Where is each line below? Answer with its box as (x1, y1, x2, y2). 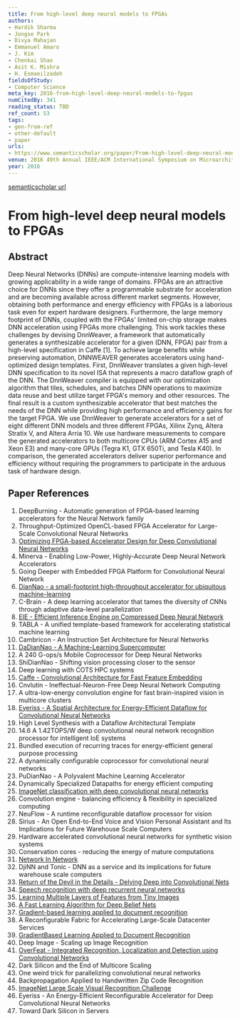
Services (18, 923, 45, 931)
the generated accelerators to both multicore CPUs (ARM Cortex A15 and (8, 436, 222, 445)
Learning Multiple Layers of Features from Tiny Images (18, 893, 180, 901)
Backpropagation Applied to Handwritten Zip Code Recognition (18, 976, 204, 985)
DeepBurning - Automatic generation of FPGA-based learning (18, 506, 199, 515)
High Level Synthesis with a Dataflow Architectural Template (18, 718, 196, 727)
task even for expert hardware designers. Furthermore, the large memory (8, 307, 223, 316)
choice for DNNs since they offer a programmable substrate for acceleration (8, 284, 232, 293)
